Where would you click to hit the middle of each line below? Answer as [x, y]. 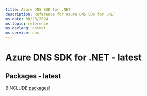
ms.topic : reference [27, 24]
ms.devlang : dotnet [26, 28]
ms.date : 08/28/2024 [27, 19]
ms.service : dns [22, 33]
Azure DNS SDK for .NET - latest [73, 58]
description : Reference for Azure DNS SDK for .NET [60, 14]
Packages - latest [33, 76]
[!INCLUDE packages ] [28, 88]
